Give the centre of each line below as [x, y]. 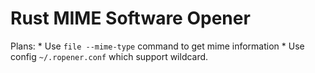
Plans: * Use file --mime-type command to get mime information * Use [157, 46]
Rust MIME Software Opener [130, 18]
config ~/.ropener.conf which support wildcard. [109, 56]
